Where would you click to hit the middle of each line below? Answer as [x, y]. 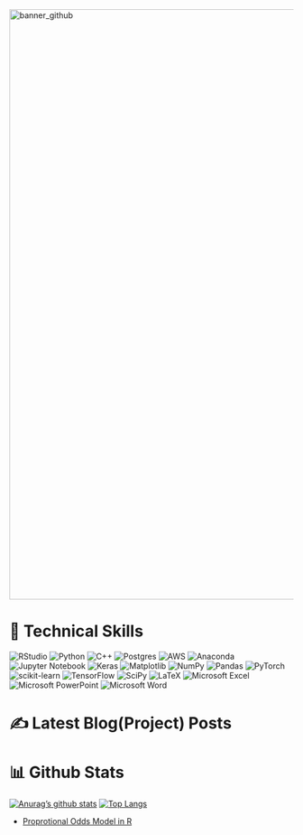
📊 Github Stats [67, 773]
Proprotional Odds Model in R [77, 821]
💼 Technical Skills [77, 631]
